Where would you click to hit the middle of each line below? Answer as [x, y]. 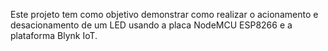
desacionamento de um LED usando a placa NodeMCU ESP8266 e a [151, 25]
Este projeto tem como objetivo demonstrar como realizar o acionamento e [164, 14]
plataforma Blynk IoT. [54, 35]
